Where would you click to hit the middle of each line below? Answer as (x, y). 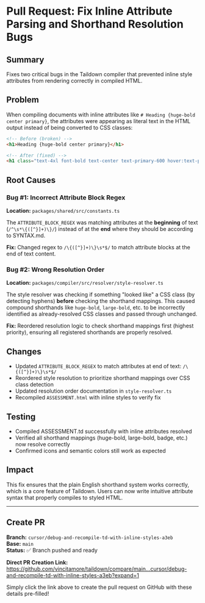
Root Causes (31, 180)
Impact (20, 470)
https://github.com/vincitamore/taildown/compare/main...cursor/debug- (97, 569)
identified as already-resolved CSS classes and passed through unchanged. (102, 314)
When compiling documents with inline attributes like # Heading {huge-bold (101, 115)
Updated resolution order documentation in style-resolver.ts (93, 391)
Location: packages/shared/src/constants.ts (63, 211)
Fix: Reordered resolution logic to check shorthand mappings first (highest (100, 326)
